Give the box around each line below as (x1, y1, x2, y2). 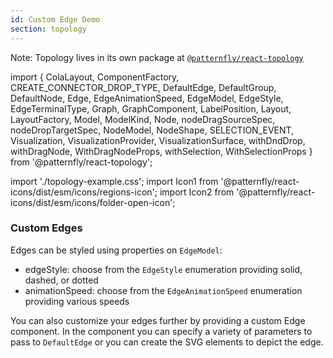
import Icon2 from (159, 186, 235, 198)
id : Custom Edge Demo (10, 14, 101, 25)
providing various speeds (24, 295, 130, 307)
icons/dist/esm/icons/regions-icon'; (10, 186, 158, 198)
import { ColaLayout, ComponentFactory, (10, 71, 180, 83)
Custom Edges (10, 221, 83, 235)
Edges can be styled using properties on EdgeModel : (10, 244, 223, 256)
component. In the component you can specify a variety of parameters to (10, 325, 313, 337)
